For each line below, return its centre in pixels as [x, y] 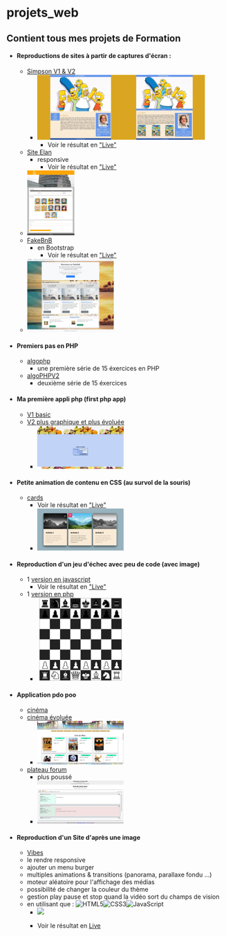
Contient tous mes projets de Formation [94, 38]
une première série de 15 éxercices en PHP [98, 369]
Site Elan [39, 152]
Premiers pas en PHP [47, 346]
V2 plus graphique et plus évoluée [76, 422]
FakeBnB [39, 240]
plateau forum [47, 769]
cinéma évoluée [49, 717]
